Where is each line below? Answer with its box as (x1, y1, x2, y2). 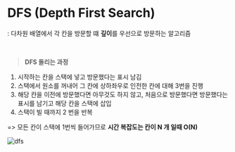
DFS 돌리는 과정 (24, 58, 69, 66)
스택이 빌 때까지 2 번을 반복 (17, 108, 93, 116)
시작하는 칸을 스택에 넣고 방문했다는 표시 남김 (17, 72, 142, 81)
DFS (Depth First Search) (7, 5, 155, 21)
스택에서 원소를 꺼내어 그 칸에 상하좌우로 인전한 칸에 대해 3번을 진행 (17, 81, 204, 89)
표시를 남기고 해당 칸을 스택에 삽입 (17, 99, 112, 107)
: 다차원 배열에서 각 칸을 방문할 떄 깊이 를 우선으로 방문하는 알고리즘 (7, 29, 191, 37)
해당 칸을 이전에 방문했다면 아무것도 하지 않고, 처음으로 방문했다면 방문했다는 (17, 90, 229, 99)
